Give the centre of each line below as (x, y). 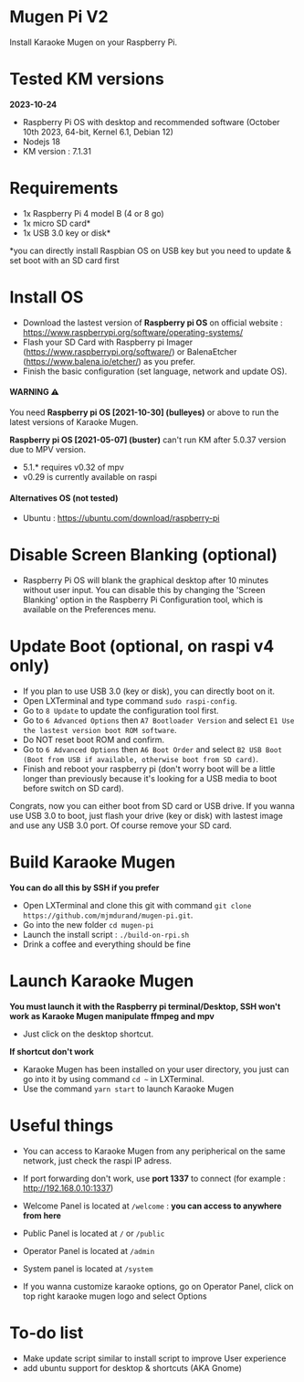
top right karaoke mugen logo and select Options (115, 1296)
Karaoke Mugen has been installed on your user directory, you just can (156, 1069)
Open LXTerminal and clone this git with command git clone (137, 905)
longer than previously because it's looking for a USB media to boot (150, 779)
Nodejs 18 (42, 141)
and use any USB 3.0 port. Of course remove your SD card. (121, 825)
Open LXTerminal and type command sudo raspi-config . (130, 701)
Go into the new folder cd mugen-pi (88, 924)
